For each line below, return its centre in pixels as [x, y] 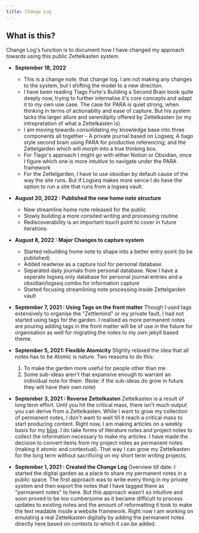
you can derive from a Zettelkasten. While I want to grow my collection [101, 411]
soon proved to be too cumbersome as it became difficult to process [99, 499]
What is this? [31, 36]
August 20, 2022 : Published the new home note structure [88, 198]
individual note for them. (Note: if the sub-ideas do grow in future [103, 381]
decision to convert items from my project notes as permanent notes [99, 443]
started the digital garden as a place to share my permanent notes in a [101, 474]
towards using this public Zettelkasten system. [63, 56]
